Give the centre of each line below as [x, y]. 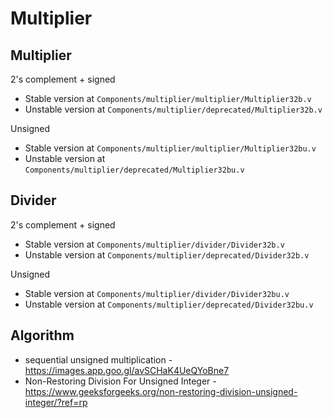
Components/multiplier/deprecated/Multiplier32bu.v [134, 170]
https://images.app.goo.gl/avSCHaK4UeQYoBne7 [127, 370]
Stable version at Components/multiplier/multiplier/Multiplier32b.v [168, 98]
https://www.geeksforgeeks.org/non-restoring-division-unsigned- [161, 391]
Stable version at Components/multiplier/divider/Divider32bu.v [157, 293]
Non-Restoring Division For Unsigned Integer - [120, 381]
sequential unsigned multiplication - [98, 359]
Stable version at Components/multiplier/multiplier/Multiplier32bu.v [170, 148]
